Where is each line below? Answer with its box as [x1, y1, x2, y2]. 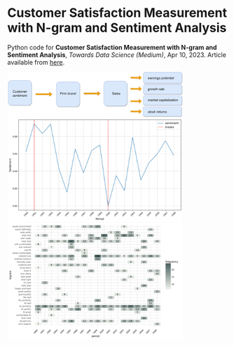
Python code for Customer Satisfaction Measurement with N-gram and [7, 43, 217, 51]
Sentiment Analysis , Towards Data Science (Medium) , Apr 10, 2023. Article [7, 51, 226, 59]
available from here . [7, 58, 65, 66]
